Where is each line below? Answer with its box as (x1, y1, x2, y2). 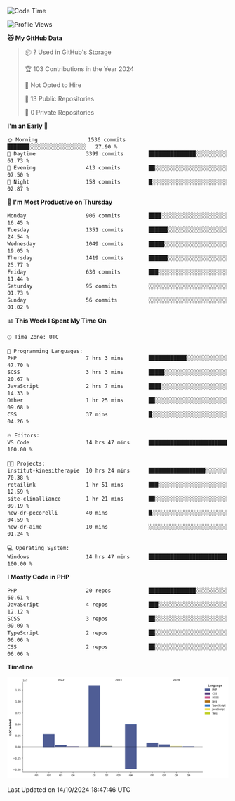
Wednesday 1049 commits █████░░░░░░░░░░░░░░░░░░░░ (7, 241, 228, 248)
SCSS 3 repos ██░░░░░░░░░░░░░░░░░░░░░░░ (7, 615, 228, 622)
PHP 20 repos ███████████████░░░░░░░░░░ (7, 587, 228, 594)
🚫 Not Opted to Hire (24, 81, 82, 89)
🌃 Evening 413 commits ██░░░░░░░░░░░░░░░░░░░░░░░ (7, 165, 228, 172)
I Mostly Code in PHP (7, 573, 70, 581)
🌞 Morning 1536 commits (7, 136, 126, 143)
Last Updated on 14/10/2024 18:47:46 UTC (7, 786, 131, 794)
